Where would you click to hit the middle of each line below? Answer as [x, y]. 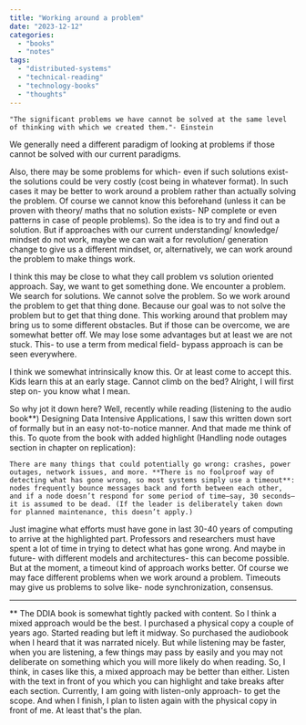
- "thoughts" [42, 94]
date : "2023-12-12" [46, 26]
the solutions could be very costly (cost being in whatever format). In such [149, 181]
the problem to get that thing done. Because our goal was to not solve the [148, 306]
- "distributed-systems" [65, 69]
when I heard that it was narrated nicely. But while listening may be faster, [148, 642]
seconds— [279, 496]
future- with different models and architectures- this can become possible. [149, 558]
